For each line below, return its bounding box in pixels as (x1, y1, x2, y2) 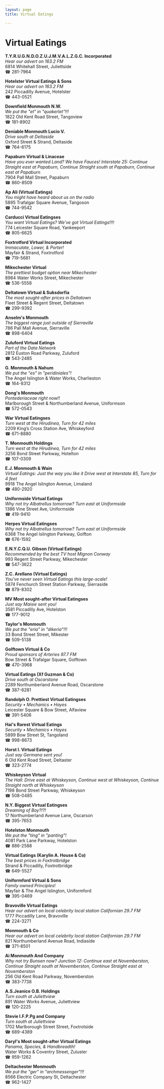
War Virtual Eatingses (5, 415, 50, 421)
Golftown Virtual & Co (5, 646, 50, 652)
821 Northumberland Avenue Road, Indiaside (5, 938, 95, 944)
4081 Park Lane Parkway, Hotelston (5, 838, 77, 844)
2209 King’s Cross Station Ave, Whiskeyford (5, 426, 94, 432)
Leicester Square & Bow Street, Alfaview (5, 707, 87, 713)
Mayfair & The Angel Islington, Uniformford (5, 888, 92, 894)
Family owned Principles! (5, 883, 56, 889)
